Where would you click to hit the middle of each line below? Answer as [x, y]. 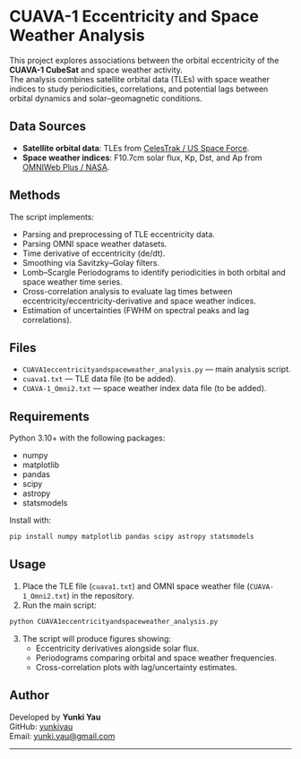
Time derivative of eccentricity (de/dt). [94, 253]
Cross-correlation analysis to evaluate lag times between [127, 291]
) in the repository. [100, 595]
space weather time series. [72, 281]
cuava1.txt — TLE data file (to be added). [99, 379]
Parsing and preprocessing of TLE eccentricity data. [118, 234]
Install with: [30, 520]
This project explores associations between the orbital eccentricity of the [144, 60]
